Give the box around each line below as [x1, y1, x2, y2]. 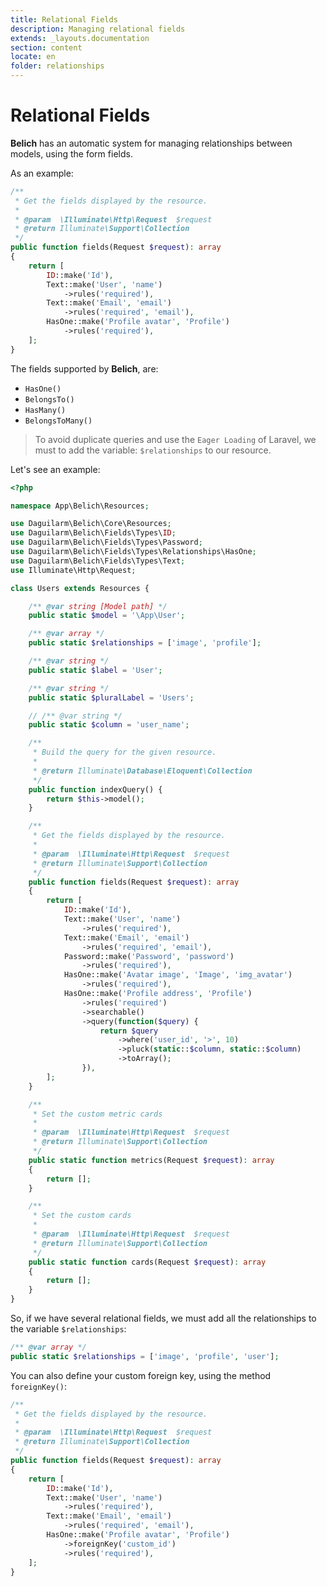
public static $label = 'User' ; [28, 665, 163, 675]
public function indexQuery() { [28, 784, 163, 795]
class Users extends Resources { [10, 583, 150, 593]
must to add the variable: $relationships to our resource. [34, 444, 272, 456]
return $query [99, 1026, 159, 1036]
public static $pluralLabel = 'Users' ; [28, 692, 195, 703]
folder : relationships [10, 61, 105, 71]
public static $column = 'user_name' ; [28, 720, 190, 730]
